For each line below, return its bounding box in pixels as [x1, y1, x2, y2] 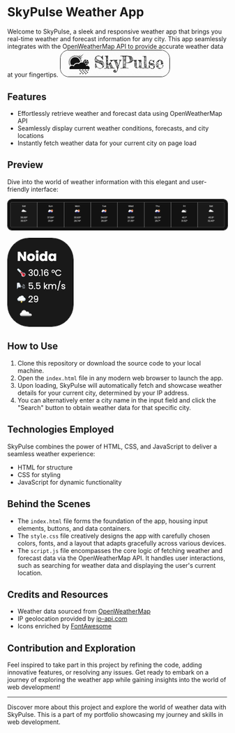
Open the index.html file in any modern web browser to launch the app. [17, 374, 224, 382]
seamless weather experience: [7, 449, 96, 458]
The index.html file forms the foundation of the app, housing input [17, 517, 208, 525]
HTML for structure [17, 463, 73, 471]
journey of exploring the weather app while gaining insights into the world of [7, 676, 227, 684]
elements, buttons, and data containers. [17, 524, 132, 532]
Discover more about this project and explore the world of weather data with [7, 703, 227, 711]
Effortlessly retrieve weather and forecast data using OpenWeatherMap [17, 109, 222, 118]
